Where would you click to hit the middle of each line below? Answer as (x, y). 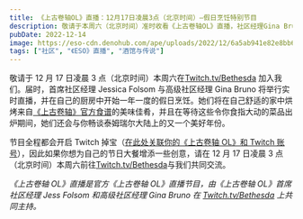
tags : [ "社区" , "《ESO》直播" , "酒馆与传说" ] (87, 51)
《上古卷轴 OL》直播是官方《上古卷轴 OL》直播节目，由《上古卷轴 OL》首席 (151, 184)
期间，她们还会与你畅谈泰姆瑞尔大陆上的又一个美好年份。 (123, 123)
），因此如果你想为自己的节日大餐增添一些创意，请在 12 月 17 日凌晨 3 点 (151, 153)
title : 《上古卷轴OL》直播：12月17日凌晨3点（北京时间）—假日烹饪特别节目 (134, 18)
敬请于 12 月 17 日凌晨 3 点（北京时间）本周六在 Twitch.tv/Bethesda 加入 (142, 78)
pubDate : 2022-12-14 (48, 34)
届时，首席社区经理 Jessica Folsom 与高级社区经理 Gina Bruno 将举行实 (157, 89)
